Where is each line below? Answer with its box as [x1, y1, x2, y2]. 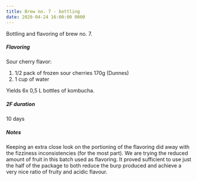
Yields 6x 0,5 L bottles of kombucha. [6, 87, 95, 94]
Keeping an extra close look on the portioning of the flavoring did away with [6, 144, 190, 151]
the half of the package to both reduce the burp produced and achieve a [6, 162, 182, 169]
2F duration [6, 101, 35, 108]
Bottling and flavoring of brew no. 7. [6, 30, 93, 37]
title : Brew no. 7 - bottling [6, 8, 81, 15]
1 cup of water [14, 76, 49, 83]
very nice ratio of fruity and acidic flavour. [6, 168, 108, 176]
